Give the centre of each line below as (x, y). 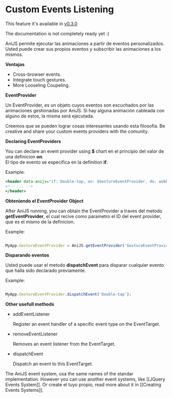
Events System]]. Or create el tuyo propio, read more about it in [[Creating (83, 385)
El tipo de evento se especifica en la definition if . (57, 162)
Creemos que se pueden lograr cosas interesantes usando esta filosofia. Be (85, 126)
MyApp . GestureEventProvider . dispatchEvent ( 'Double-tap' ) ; (68, 294)
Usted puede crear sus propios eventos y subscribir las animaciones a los (83, 49)
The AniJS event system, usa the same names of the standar (69, 374)
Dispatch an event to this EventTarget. (53, 364)
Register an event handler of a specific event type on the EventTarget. (86, 324)
